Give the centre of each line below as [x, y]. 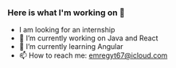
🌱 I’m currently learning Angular [71, 47]
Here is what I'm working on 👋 [66, 13]
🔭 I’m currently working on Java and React [88, 38]
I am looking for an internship [67, 30]
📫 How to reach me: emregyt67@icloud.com [93, 55]
